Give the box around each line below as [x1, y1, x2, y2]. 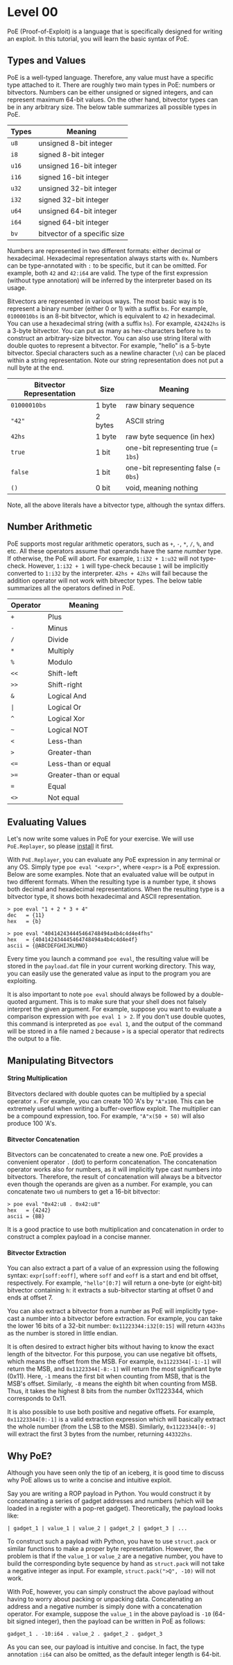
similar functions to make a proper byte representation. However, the [7, 1545, 204, 1553]
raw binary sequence [126, 400, 195, 410]
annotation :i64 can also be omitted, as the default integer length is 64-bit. [7, 1650, 222, 1659]
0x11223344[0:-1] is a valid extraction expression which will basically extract [7, 1415, 225, 1424]
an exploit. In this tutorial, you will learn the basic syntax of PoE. [7, 34, 189, 42]
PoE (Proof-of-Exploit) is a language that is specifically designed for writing [7, 27, 223, 35]
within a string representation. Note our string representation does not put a [7, 356, 224, 364]
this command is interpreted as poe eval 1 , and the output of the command [7, 1020, 223, 1028]
